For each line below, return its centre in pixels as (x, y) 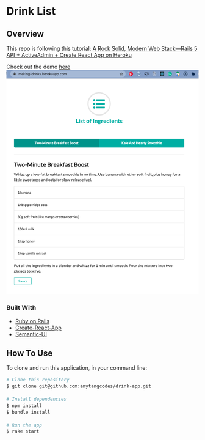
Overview (25, 34)
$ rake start (23, 431)
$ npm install (24, 405)
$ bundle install (28, 412)
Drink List (31, 11)
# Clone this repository (38, 380)
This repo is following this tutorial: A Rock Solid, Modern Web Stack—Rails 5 (102, 48)
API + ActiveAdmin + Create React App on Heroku (69, 55)
